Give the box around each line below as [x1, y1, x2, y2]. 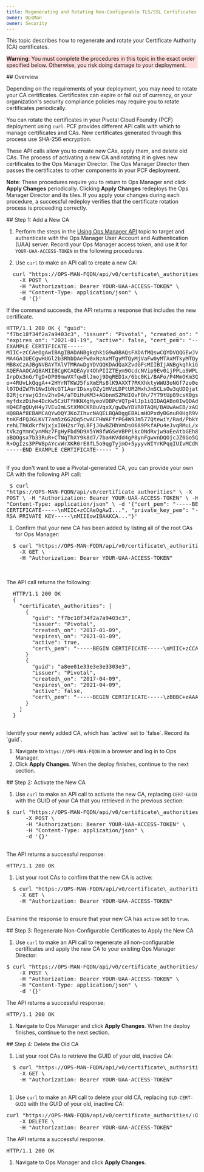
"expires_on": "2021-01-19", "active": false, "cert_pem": [6, 337, 186, 344]
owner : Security [6, 20, 47, 26]
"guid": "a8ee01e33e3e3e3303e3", [32, 663, 132, 670]
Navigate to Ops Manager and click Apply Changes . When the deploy [15, 1022, 191, 1030]
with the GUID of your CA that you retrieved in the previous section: [15, 797, 184, 804]
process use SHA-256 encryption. [6, 136, 92, 143]
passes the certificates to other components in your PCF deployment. [6, 167, 180, 174]
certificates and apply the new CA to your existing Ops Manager [15, 945, 176, 953]
